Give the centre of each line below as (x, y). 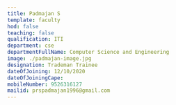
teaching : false (31, 33)
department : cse (31, 46)
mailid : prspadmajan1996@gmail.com (59, 90)
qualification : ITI (35, 39)
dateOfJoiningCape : (35, 78)
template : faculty (34, 20)
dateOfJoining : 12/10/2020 (46, 71)
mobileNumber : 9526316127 (45, 84)
